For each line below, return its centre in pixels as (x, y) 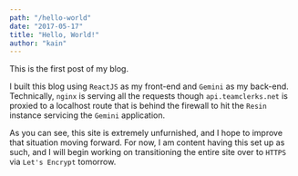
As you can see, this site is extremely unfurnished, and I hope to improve (146, 133)
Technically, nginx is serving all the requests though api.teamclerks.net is (149, 96)
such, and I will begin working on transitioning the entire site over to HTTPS (148, 152)
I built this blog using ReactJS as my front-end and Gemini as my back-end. (149, 86)
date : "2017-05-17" (46, 26)
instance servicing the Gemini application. (87, 115)
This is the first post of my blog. (69, 69)
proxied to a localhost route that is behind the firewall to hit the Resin (138, 106)
